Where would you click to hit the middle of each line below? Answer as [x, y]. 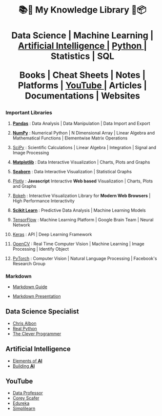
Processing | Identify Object [41, 249]
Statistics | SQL [82, 56]
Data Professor [28, 393]
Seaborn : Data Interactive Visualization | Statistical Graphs [72, 171]
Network [21, 225]
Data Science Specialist [42, 311]
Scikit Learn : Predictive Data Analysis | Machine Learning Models [79, 210]
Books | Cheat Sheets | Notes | [82, 75]
